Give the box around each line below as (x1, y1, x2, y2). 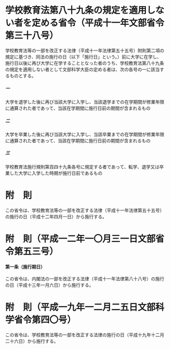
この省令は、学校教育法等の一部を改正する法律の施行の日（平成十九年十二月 (5, 332, 164, 338)
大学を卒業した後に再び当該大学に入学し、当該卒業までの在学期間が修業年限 (5, 131, 164, 137)
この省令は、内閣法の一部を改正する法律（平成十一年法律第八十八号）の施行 (5, 276, 164, 282)
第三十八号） (5, 30, 59, 41)
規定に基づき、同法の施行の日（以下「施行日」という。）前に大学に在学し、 (5, 53, 162, 60)
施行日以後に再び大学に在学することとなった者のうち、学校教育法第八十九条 (5, 60, 164, 66)
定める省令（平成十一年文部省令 (32, 17, 165, 29)
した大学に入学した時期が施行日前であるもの (9, 170, 102, 176)
